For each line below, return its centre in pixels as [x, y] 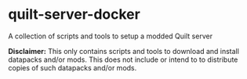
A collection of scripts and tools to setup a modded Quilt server [111, 36]
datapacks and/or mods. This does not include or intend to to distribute [123, 59]
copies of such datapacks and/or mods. [73, 67]
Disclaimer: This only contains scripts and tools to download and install [123, 51]
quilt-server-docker [74, 14]
